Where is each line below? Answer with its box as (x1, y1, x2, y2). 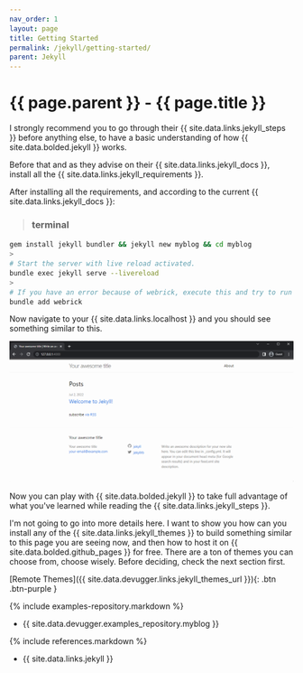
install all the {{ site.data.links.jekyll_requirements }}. (9, 169, 205, 180)
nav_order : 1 (9, 14, 59, 23)
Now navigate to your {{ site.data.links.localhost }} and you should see (9, 313, 271, 324)
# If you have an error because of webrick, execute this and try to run (9, 287, 293, 297)
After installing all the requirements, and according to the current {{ (9, 186, 259, 198)
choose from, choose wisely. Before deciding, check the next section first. (9, 556, 286, 567)
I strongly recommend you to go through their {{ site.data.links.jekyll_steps (9, 123, 286, 134)
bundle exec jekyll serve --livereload (9, 268, 160, 277)
